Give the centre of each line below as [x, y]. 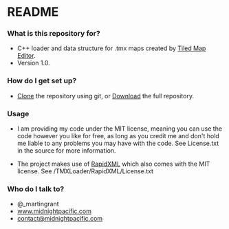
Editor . [26, 56]
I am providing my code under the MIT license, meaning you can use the [119, 129]
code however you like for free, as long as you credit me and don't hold [118, 136]
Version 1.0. [33, 63]
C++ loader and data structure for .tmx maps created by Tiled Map [111, 48]
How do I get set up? [42, 81]
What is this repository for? [54, 34]
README [33, 12]
